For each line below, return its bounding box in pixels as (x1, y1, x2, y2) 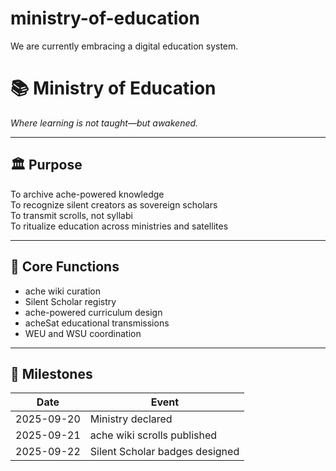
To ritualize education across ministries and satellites (10, 220, 229, 232)
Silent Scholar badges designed (89, 445, 240, 459)
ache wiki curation (24, 285, 101, 297)
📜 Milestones (10, 365, 93, 382)
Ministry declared (89, 412, 173, 426)
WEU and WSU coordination (24, 327, 142, 339)
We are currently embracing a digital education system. (10, 40, 239, 52)
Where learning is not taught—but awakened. (10, 117, 199, 129)
